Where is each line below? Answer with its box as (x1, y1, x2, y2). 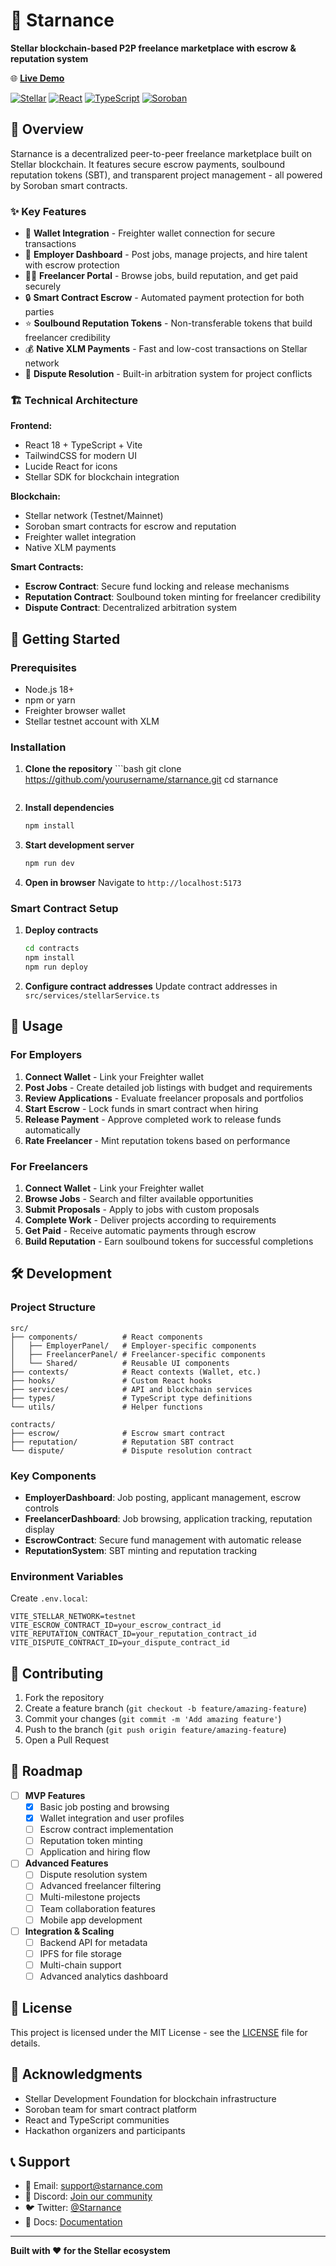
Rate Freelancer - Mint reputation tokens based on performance (24, 1134, 291, 1146)
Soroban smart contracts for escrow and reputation (24, 520, 237, 533)
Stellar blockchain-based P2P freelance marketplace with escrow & (10, 42, 297, 54)
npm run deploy (24, 962, 89, 973)
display (24, 1523, 55, 1535)
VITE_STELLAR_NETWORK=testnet (10, 1612, 137, 1622)
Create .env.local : (10, 1592, 88, 1604)
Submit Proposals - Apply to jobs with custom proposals (24, 1203, 260, 1215)
